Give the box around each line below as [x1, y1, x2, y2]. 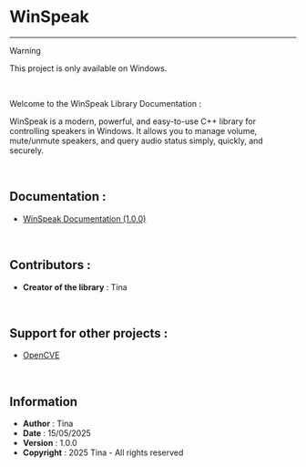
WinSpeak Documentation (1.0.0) [22, 213, 147, 224]
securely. [9, 144, 44, 156]
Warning [9, 45, 41, 56]
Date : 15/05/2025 [22, 428, 91, 439]
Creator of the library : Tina [22, 281, 127, 293]
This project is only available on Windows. [9, 62, 168, 74]
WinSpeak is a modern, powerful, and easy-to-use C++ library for [9, 116, 257, 127]
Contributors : [9, 257, 91, 273]
